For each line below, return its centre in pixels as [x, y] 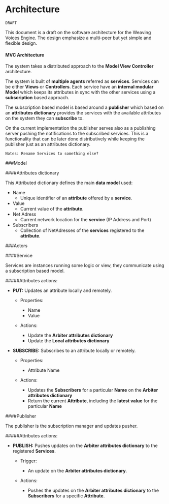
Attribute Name [44, 370]
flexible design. [21, 43]
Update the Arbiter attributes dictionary [70, 335]
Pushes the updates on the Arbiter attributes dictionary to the [93, 491]
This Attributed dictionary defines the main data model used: [69, 183]
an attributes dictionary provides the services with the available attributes [83, 113]
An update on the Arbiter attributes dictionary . [77, 471]
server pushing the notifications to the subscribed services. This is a [77, 134]
